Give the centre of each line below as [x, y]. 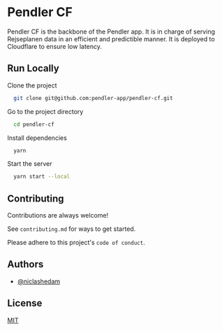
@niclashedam [39, 281]
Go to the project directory [45, 111]
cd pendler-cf [34, 124]
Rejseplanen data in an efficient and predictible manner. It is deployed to [111, 38]
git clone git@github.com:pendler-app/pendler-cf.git [93, 98]
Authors [25, 264]
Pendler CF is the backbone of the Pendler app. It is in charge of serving [111, 31]
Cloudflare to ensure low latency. [55, 46]
